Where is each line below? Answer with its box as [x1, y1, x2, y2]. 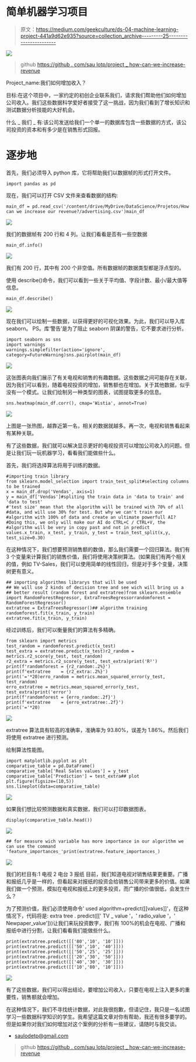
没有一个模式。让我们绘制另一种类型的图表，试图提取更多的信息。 [6, 389, 164, 396]
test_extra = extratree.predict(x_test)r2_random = [6, 648, 134, 654]
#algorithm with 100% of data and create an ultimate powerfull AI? [6, 514, 176, 520]
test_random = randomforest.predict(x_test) [6, 643, 116, 649]
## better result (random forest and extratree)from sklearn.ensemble [6, 589, 181, 596]
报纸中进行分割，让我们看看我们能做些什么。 [6, 927, 114, 934]
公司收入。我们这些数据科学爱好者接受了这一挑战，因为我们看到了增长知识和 [6, 99, 190, 106]
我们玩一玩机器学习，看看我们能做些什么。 [16, 449, 118, 456]
